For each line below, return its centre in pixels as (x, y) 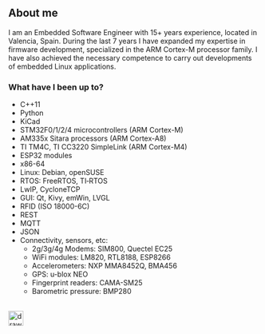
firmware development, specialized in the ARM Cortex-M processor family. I (133, 49)
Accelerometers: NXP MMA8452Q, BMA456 (105, 266)
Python (32, 113)
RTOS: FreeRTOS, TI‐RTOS (63, 181)
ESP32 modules (46, 156)
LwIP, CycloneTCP (50, 189)
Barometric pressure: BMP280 (81, 292)
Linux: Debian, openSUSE (62, 173)
